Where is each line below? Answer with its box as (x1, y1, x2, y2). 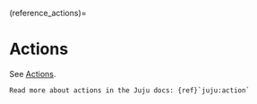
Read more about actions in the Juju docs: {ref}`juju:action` (9, 85, 251, 95)
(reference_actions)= (9, 8, 87, 18)
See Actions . (9, 68, 56, 79)
